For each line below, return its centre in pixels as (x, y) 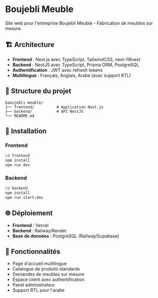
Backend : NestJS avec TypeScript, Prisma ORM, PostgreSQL (76, 65)
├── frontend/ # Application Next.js (54, 107)
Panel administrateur (34, 285)
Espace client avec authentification (48, 279)
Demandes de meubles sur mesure (48, 274)
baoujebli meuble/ (24, 103)
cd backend (16, 188)
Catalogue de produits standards (46, 269)
